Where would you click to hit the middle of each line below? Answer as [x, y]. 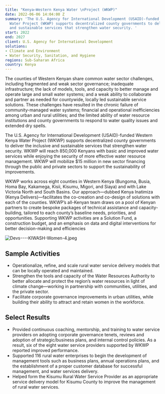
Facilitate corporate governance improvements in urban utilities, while [83, 296]
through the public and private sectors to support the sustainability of [75, 167]
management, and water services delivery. [55, 371]
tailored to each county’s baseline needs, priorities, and [80, 213]
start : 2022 [17, 33]
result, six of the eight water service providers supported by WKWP [81, 345]
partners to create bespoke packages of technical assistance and [71, 208]
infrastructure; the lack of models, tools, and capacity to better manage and [82, 89]
